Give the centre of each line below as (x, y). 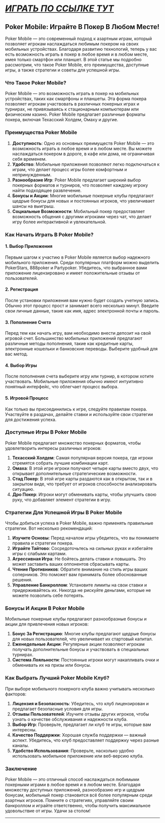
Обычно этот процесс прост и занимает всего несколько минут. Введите (82, 306)
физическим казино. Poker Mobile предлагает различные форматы (75, 114)
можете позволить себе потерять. (48, 596)
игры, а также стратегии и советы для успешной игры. (63, 70)
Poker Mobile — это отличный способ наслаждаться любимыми (72, 780)
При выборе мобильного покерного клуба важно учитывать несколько (80, 688)
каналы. (21, 745)
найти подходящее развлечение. (47, 190)
